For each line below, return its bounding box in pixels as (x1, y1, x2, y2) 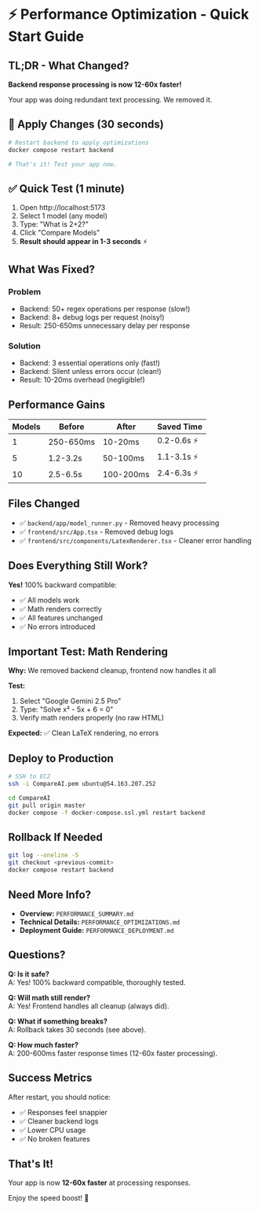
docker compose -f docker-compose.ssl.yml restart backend (8, 809, 206, 816)
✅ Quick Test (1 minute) (8, 182, 126, 195)
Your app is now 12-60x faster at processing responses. (8, 1178, 191, 1188)
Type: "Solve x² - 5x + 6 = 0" (19, 705, 114, 714)
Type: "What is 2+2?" (19, 220, 89, 229)
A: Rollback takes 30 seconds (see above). (8, 1024, 147, 1034)
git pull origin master (8, 801, 86, 809)
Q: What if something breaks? (8, 1016, 108, 1026)
